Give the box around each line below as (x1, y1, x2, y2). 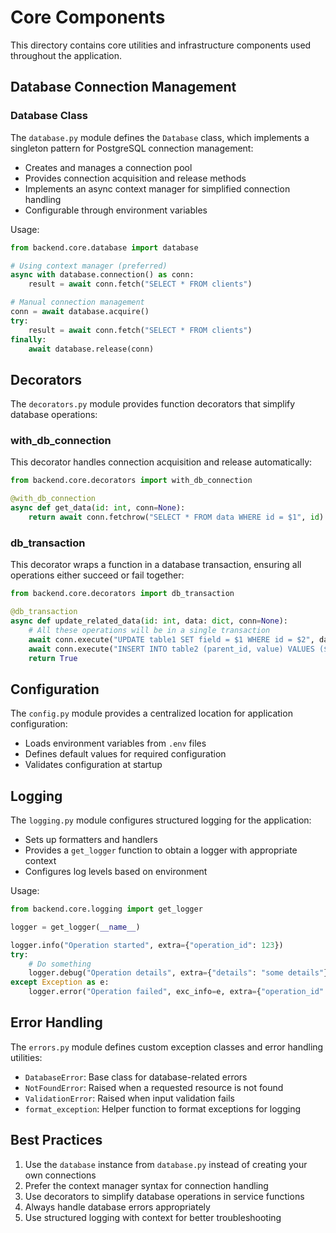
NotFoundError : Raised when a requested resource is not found (24, 1081, 284, 1093)
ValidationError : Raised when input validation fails (24, 1092, 235, 1104)
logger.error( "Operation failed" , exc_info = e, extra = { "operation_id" (28, 987, 325, 997)
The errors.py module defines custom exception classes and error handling (10, 1041, 324, 1053)
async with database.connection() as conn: (10, 270, 195, 280)
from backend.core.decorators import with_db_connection (10, 476, 253, 486)
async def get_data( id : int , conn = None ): (10, 503, 186, 513)
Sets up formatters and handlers (24, 834, 158, 846)
